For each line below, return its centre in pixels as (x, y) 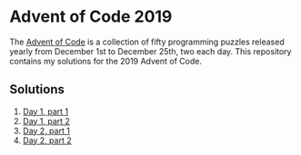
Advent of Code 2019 (91, 17)
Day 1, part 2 (46, 121)
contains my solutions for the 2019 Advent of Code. (106, 61)
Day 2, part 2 (47, 140)
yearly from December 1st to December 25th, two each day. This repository (150, 51)
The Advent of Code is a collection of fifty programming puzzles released (147, 42)
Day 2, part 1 (46, 131)
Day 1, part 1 (45, 111)
